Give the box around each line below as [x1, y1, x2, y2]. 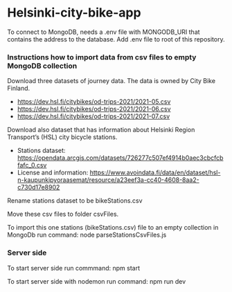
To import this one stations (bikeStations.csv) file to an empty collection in [7, 223, 219, 232]
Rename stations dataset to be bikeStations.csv [7, 197, 143, 205]
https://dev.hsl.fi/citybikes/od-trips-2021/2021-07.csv [17, 112, 170, 120]
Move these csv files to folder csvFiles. [7, 210, 119, 219]
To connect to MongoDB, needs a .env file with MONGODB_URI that [7, 28, 200, 36]
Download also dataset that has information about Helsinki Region [7, 126, 195, 134]
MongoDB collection [7, 61, 78, 71]
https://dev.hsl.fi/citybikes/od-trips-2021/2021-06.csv [17, 105, 171, 113]
